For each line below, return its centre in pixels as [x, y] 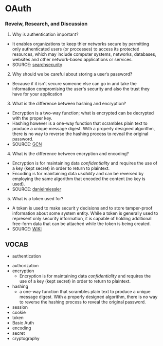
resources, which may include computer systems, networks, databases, [84, 54]
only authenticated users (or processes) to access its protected [76, 49]
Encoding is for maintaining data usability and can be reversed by [78, 174]
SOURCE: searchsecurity [37, 65]
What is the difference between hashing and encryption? [69, 104]
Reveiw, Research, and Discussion [46, 24]
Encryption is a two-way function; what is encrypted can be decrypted [83, 113]
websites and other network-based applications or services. [72, 60]
